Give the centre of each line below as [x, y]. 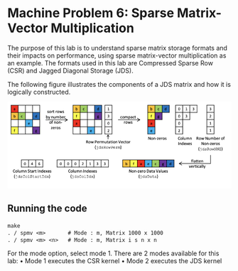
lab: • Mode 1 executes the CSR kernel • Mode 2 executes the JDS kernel [115, 260]
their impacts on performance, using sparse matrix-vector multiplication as [117, 55]
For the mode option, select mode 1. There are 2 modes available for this [113, 253]
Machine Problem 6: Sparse [91, 13]
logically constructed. [39, 92]
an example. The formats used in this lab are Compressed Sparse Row [110, 63]
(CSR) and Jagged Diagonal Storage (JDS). [70, 70]
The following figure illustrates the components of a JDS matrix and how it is [119, 84]
